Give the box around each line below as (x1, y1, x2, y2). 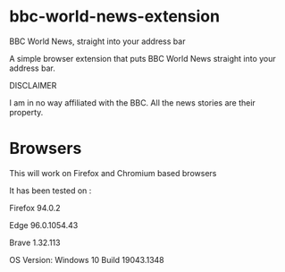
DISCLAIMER (9, 80, 57, 90)
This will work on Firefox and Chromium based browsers (9, 167, 217, 178)
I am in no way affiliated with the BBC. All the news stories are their (9, 97, 256, 108)
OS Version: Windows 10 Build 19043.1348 (9, 254, 165, 265)
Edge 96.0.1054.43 (9, 219, 79, 230)
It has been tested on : (9, 185, 92, 196)
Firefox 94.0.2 (9, 202, 61, 213)
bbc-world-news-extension (9, 6, 221, 27)
